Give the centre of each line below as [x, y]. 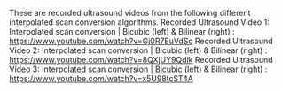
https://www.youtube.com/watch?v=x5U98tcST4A [101, 78]
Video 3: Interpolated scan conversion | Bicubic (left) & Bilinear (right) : [138, 69]
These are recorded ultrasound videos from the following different [130, 13]
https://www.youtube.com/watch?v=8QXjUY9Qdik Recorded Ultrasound [141, 60]
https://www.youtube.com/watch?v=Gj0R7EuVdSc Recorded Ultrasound [141, 41]
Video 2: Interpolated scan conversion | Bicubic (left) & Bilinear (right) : [138, 50]
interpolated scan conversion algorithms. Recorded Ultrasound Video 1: [140, 22]
